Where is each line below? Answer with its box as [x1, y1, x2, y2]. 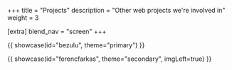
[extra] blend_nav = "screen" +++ [7, 28, 107, 35]
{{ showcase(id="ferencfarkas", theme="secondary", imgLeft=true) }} [7, 54, 212, 63]
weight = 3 [7, 13, 39, 22]
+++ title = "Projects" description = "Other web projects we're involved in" [7, 6, 226, 14]
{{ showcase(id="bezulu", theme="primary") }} [7, 41, 145, 49]
